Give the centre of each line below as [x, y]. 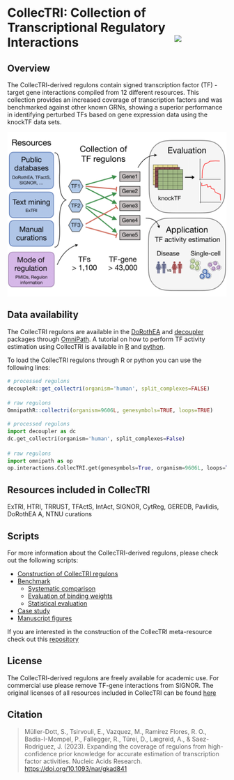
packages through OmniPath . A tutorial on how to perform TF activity [106, 339]
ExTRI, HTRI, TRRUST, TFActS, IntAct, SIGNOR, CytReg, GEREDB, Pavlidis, [113, 507]
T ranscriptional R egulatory [86, 28]
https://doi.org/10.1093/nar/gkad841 [76, 768]
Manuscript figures [45, 618]
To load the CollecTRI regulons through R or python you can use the [104, 360]
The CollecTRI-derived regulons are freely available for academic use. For [113, 677]
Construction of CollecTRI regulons [68, 573]
